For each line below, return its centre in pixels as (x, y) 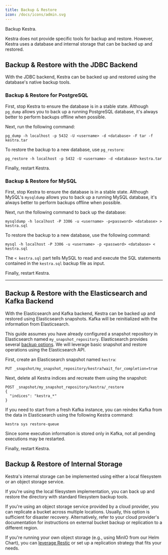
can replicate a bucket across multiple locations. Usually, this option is (77, 511)
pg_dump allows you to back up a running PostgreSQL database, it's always (82, 111)
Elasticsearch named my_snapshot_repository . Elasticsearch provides (76, 339)
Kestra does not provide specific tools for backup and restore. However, (79, 39)
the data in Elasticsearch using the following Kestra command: (69, 415)
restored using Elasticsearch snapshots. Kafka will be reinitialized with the (81, 318)
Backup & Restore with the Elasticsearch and (76, 294)
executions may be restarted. (35, 439)
